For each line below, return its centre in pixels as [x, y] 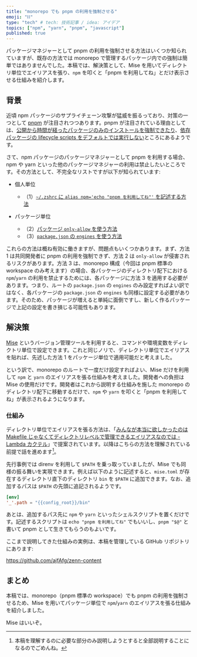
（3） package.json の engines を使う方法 [73, 236]
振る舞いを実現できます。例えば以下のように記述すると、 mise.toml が [100, 471]
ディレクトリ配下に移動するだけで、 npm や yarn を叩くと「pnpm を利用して [97, 391]
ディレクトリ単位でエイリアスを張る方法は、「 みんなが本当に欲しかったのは [97, 430]
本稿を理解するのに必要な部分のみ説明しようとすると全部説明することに [102, 641]
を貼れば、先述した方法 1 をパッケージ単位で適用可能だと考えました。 [91, 357]
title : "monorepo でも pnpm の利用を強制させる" [62, 11]
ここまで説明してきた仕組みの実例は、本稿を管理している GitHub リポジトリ [98, 542]
